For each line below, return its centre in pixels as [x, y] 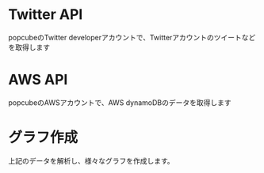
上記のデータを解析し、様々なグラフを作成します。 [91, 160]
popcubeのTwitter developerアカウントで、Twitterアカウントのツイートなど [132, 37]
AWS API [38, 80]
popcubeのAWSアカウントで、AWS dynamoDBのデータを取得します [120, 102]
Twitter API [46, 15]
